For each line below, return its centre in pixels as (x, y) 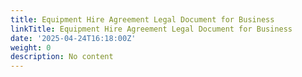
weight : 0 (31, 47)
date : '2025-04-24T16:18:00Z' (73, 38)
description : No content (62, 57)
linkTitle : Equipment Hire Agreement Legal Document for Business (151, 29)
